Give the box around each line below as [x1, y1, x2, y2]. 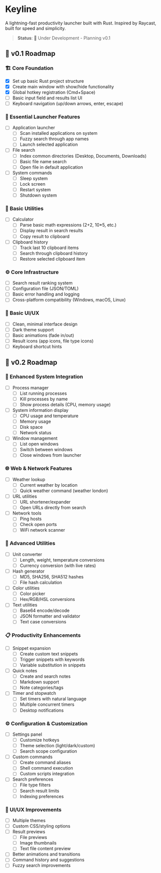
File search [12, 147, 35, 153]
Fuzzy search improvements [12, 863, 71, 869]
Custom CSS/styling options [12, 823, 71, 829]
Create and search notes [19, 673, 71, 679]
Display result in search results [19, 228, 83, 234]
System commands [12, 170, 52, 176]
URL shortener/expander [19, 499, 71, 505]
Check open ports [19, 522, 57, 528]
